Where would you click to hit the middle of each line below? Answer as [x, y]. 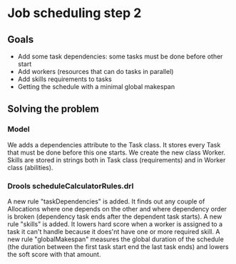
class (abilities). [30, 167]
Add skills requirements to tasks [65, 79]
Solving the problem [53, 109]
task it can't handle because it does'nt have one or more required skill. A [114, 231]
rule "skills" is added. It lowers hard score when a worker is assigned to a [115, 224]
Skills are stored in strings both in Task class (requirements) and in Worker [117, 160]
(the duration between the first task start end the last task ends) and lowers [118, 246]
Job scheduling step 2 [75, 13]
